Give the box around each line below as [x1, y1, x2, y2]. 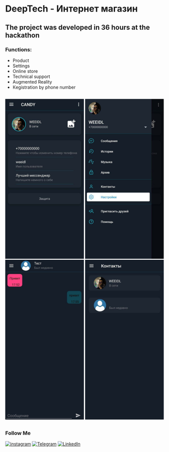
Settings [12, 62, 30, 68]
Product [12, 57, 29, 63]
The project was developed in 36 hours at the [5, 23, 150, 32]
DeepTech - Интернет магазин [5, 3, 138, 15]
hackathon [5, 31, 40, 39]
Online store [12, 68, 38, 74]
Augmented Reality [12, 79, 52, 85]
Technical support [12, 73, 50, 80]
